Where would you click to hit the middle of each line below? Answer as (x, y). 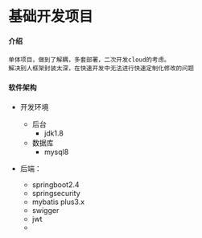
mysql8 (56, 152)
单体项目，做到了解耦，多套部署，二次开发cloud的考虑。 (89, 60)
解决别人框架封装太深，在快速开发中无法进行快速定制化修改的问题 (101, 69)
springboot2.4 (56, 184)
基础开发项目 (51, 17)
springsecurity (56, 193)
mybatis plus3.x (58, 202)
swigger (45, 210)
